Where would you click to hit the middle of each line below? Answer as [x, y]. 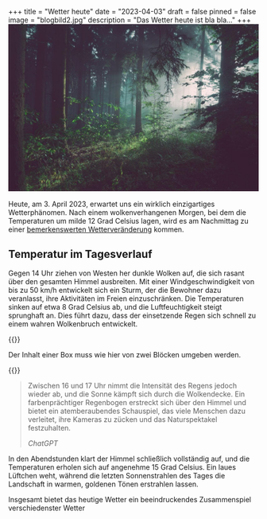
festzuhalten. [49, 428]
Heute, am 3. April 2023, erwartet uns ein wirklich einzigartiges [112, 204]
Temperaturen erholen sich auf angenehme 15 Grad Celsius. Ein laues [122, 467]
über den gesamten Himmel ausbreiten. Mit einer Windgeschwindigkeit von [132, 282]
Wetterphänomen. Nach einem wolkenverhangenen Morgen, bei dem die [127, 212]
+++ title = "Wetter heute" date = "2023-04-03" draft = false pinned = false [132, 12]
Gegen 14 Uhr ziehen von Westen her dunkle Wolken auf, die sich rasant [126, 273]
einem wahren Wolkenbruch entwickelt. [73, 324]
